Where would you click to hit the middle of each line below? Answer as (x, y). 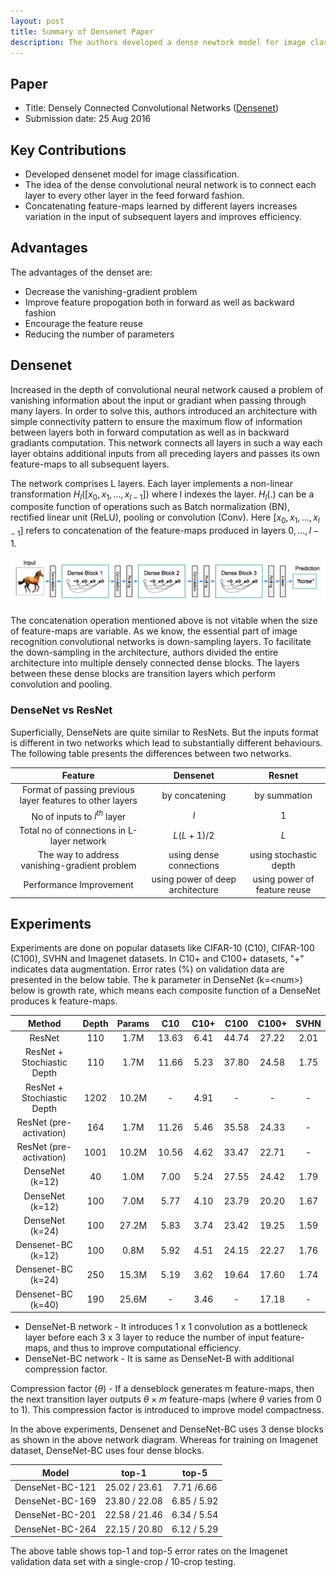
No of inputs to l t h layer (79, 815)
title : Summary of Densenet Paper (82, 31)
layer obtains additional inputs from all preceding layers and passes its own (165, 453)
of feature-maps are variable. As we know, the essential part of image (154, 631)
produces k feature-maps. (64, 1001)
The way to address (78, 854)
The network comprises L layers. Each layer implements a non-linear (151, 483)
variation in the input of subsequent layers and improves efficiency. (163, 216)
